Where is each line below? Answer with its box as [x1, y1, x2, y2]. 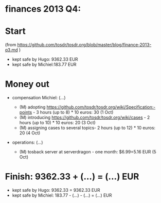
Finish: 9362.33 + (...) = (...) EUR [5, 171, 140, 182]
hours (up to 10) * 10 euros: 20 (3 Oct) [19, 120, 96, 126]
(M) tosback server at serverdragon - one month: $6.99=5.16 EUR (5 [19, 149, 157, 155]
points [19, 110, 33, 115]
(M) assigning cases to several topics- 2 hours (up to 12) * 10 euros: [19, 125, 156, 131]
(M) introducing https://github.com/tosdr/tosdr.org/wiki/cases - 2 [19, 114, 150, 120]
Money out [5, 79, 50, 90]
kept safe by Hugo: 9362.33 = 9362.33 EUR [12, 187, 101, 193]
